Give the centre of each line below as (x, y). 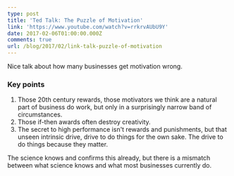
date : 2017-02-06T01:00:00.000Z (55, 33)
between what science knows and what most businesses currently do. (110, 165)
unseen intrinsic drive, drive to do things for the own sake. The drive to (120, 137)
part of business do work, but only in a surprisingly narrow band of (115, 107)
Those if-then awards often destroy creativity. (84, 122)
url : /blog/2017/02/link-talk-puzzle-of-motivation (85, 46)
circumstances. (40, 115)
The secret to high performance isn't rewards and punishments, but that (122, 130)
